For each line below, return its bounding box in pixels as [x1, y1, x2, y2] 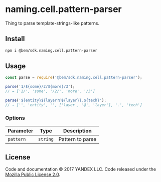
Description [63, 127, 92, 134]
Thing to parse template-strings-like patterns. [5, 20, 99, 26]
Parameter [8, 127, 34, 134]
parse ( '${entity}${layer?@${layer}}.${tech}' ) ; [5, 98, 107, 103]
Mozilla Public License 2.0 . [5, 171, 61, 177]
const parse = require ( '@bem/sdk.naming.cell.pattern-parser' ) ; [5, 75, 142, 80]
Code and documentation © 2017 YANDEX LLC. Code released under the [5, 166, 156, 172]
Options [5, 114, 25, 121]
